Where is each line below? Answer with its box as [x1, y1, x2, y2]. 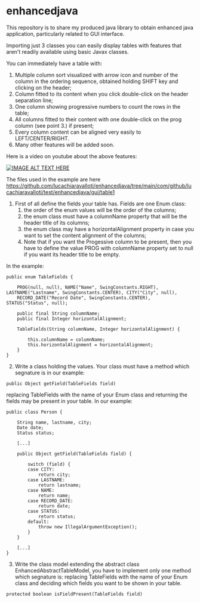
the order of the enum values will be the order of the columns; [23, 206, 177, 213]
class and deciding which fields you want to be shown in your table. [14, 579, 182, 586]
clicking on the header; [14, 84, 72, 91]
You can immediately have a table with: [6, 60, 103, 67]
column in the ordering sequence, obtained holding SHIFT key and [14, 78, 179, 85]
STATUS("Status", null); [6, 300, 68, 306]
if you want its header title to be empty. [23, 251, 121, 258]
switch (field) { [27, 461, 70, 467]
